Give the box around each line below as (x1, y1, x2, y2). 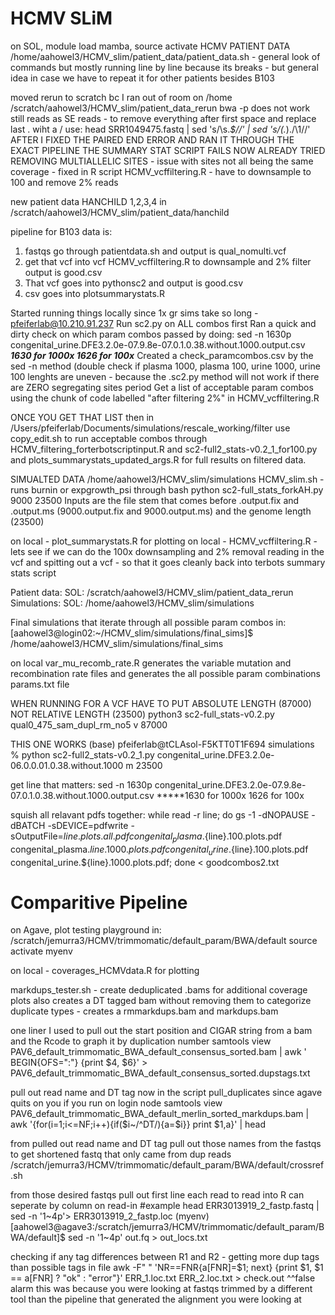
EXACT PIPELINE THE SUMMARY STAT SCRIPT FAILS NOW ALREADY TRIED (10, 144, 326, 156)
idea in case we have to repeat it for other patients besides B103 (10, 72, 275, 84)
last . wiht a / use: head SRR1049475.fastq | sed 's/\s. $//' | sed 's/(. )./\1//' (10, 123, 311, 135)
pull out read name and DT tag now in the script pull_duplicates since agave (10, 1087, 323, 1099)
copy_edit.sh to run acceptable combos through (10, 432, 208, 444)
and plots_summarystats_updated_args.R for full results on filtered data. (10, 453, 307, 466)
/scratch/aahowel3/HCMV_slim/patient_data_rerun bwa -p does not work (10, 102, 311, 114)
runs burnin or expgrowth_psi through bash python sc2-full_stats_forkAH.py (10, 483, 324, 496)
